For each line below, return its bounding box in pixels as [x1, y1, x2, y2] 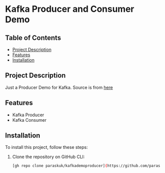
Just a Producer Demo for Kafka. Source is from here [5, 84, 113, 90]
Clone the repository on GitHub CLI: [12, 154, 85, 160]
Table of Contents [5, 34, 62, 42]
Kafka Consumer [12, 117, 47, 123]
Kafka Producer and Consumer [5, 3, 134, 15]
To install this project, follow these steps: [5, 144, 88, 150]
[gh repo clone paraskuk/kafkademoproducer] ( [12, 164, 107, 169]
